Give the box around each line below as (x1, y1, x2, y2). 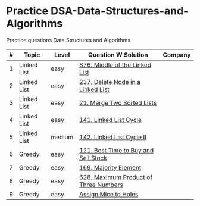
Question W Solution (88, 51, 148, 59)
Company (162, 51, 191, 59)
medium (50, 133, 74, 141)
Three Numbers (79, 180, 123, 189)
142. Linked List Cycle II (79, 133, 147, 141)
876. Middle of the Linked (79, 61, 152, 69)
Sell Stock (79, 154, 107, 162)
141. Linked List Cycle (79, 116, 142, 124)
